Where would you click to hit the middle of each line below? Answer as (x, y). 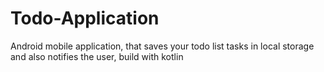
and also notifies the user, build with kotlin (97, 56)
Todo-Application (85, 18)
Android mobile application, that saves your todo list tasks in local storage (162, 46)
